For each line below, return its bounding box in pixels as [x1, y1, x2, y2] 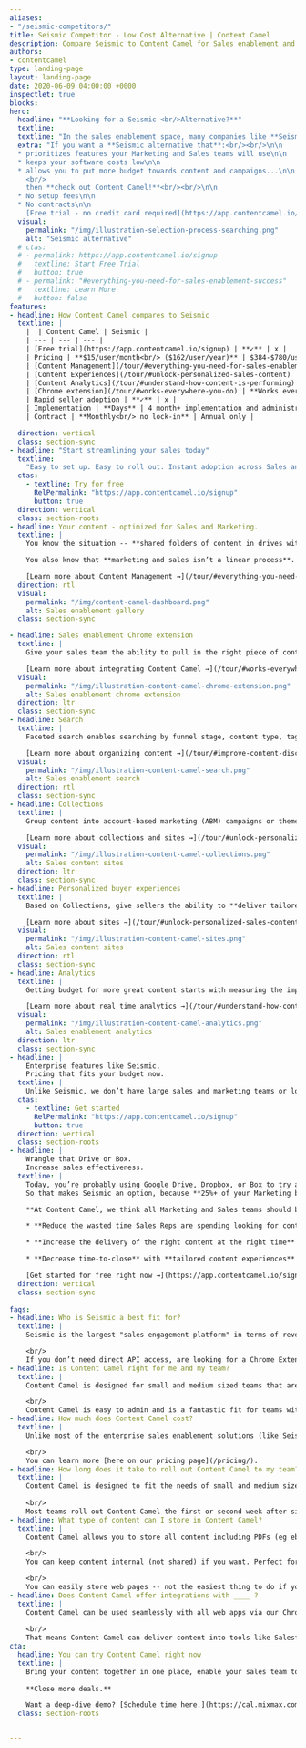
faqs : [9, 1304, 30, 1314]
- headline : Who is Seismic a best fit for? [9, 1314, 181, 1323]
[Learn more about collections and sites [25, 832, 185, 843]
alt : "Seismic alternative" [25, 234, 132, 243]
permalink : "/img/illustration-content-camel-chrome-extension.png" [25, 681, 291, 690]
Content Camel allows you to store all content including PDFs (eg [25, 1533, 287, 1542]
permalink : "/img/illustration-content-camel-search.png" [25, 766, 250, 775]
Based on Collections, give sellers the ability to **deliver [25, 901, 267, 910]
